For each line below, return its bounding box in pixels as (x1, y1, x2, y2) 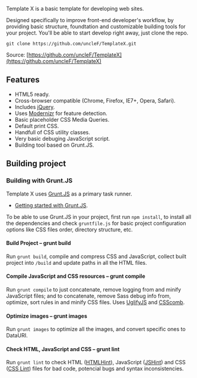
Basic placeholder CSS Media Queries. (14, 116, 110, 123)
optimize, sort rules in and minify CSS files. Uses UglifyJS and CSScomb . (6, 298, 185, 306)
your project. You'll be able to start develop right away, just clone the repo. (6, 29, 189, 36)
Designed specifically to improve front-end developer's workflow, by (6, 17, 174, 23)
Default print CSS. (14, 122, 59, 129)
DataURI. (6, 332, 28, 339)
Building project (6, 159, 66, 169)
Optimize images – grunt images (6, 312, 87, 320)
